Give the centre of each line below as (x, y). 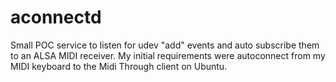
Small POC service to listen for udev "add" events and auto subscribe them (165, 45)
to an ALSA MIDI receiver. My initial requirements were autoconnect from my (168, 55)
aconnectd (56, 17)
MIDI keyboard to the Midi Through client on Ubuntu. (119, 66)
